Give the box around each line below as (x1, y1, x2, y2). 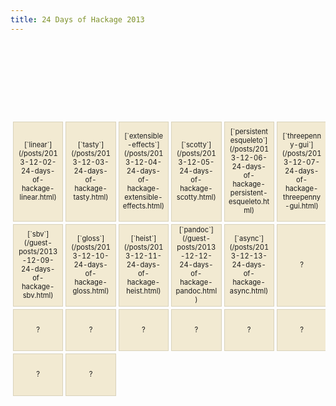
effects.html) (122, 201, 165, 211)
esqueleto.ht (228, 197, 270, 207)
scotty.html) (176, 192, 217, 203)
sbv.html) (22, 291, 54, 301)
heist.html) (126, 286, 162, 296)
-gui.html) (284, 201, 319, 211)
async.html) (229, 286, 269, 296)
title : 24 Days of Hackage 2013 (10, 14, 145, 25)
